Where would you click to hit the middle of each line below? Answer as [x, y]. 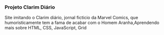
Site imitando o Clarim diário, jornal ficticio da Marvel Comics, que [71, 18]
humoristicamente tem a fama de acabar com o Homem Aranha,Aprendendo [82, 23]
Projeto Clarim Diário [30, 7]
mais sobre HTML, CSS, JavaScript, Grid [46, 28]
